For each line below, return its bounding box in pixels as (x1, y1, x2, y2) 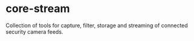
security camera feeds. (5, 28, 63, 35)
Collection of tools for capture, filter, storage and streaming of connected (5, 22, 188, 29)
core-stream (5, 2, 70, 16)
